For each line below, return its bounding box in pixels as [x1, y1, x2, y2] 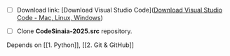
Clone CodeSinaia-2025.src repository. [16, 27, 133, 35]
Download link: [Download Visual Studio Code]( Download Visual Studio [16, 6, 222, 14]
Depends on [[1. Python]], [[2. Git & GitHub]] [6, 41, 135, 49]
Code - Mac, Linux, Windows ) [16, 14, 103, 22]
